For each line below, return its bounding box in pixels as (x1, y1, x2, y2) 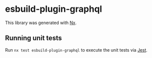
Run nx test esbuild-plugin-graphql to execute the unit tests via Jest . (5, 47, 148, 53)
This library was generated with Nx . (5, 20, 77, 26)
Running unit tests (5, 34, 62, 42)
